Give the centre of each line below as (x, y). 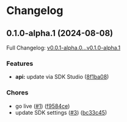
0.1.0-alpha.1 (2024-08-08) (60, 33)
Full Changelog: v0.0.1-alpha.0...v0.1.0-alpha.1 (64, 48)
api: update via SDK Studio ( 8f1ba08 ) (62, 77)
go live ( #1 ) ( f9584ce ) (42, 106)
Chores (17, 93)
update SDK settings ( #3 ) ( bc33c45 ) (61, 112)
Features (20, 63)
